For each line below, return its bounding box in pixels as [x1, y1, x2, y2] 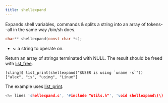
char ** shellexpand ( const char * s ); [5, 36, 82, 41]
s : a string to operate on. [12, 45, 64, 51]
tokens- [147, 21, 163, 27]
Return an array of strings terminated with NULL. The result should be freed [5, 55, 162, 61]
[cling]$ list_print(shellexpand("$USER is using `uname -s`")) [5, 70, 143, 75]
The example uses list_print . [5, 83, 64, 89]
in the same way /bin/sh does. [13, 26, 76, 33]
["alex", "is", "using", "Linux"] [5, 74, 78, 79]
